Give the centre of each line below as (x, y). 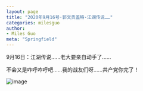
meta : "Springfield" (32, 39)
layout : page (22, 12)
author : (16, 28)
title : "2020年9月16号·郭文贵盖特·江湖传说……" (60, 17)
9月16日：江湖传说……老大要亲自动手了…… (59, 57)
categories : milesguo (33, 23)
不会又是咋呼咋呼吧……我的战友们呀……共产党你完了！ (73, 70)
